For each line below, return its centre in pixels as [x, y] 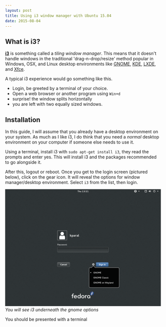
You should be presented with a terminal [46, 319]
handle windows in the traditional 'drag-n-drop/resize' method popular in [79, 59]
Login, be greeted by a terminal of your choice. [60, 89]
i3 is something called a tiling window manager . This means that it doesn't [81, 53]
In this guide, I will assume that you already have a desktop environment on [82, 132]
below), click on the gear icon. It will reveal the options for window [73, 177]
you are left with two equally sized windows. [57, 104]
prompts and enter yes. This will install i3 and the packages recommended [81, 157]
